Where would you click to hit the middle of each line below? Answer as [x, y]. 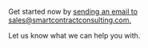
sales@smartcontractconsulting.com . [70, 20]
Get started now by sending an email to [73, 12]
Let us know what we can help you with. [74, 36]
